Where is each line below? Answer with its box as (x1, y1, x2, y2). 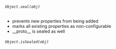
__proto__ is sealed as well (12, 28, 65, 34)
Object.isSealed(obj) (5, 39, 49, 44)
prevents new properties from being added (12, 18, 98, 24)
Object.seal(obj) (5, 4, 40, 9)
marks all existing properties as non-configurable (12, 24, 111, 29)
